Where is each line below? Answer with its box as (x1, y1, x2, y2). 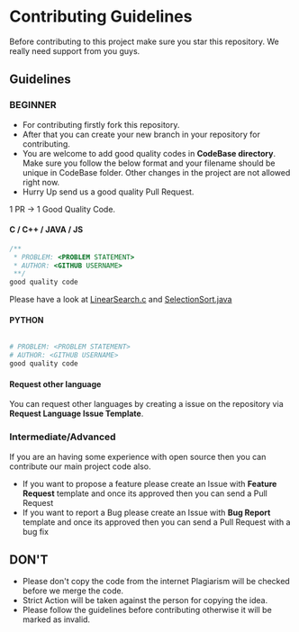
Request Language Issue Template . (9, 408, 144, 420)
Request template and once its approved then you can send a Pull (22, 488, 267, 499)
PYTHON (9, 314, 44, 325)
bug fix (22, 526, 50, 537)
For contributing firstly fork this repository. (22, 119, 180, 130)
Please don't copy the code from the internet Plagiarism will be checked (22, 576, 290, 587)
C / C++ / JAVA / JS (9, 224, 84, 235)
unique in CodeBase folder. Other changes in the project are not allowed (22, 167, 291, 177)
